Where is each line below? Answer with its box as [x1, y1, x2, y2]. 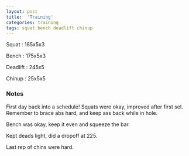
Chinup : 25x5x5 [6, 75, 46, 82]
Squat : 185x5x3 [6, 41, 45, 48]
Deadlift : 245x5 [6, 64, 45, 71]
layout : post [6, 8, 38, 15]
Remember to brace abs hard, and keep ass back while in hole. [6, 109, 158, 116]
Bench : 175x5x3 [6, 52, 46, 59]
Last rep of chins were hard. [6, 143, 74, 150]
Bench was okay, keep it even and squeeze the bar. [6, 121, 130, 128]
